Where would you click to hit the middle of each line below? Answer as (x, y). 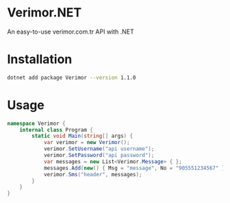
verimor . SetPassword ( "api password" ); (99, 156)
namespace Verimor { (37, 123)
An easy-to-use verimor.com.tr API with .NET (71, 32)
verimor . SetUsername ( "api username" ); (99, 149)
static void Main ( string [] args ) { (82, 136)
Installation (40, 59)
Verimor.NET (44, 13)
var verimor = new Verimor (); (87, 143)
